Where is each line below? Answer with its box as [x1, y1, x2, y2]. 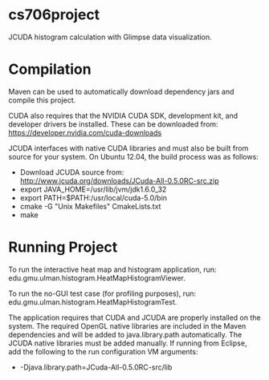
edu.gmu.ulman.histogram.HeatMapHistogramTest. [8, 297, 177, 306]
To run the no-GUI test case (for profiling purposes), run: [8, 289, 197, 298]
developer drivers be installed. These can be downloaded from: [8, 119, 218, 129]
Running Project [8, 238, 118, 257]
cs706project [8, 6, 100, 24]
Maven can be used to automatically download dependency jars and [8, 87, 234, 96]
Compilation [8, 60, 92, 79]
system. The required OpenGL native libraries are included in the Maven [8, 321, 247, 330]
